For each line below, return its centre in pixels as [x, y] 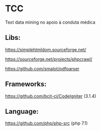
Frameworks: [26, 84]
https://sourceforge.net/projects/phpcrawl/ [49, 59]
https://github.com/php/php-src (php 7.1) [46, 123]
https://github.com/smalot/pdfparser [42, 68]
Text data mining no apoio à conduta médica [50, 22]
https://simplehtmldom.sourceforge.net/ [46, 49]
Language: [22, 111]
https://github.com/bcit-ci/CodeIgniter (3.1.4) [51, 96]
